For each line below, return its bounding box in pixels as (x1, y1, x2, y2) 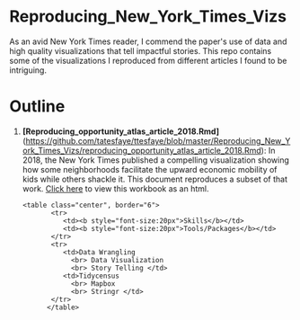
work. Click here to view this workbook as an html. (22, 182, 209, 194)
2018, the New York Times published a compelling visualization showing (22, 155, 290, 165)
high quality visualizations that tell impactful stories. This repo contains (9, 45, 272, 56)
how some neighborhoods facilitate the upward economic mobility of (22, 164, 278, 174)
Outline (9, 96, 66, 117)
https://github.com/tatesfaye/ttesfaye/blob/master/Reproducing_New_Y (25, 135, 291, 146)
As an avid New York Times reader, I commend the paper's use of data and (9, 36, 287, 47)
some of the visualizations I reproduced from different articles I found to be (9, 55, 287, 66)
